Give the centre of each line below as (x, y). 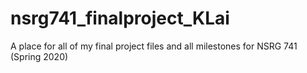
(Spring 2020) (39, 56)
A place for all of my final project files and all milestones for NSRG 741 (154, 46)
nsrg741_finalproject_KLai (120, 18)
